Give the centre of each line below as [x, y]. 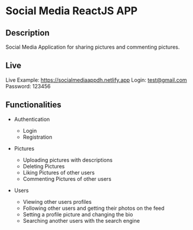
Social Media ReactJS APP [72, 11]
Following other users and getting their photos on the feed [94, 208]
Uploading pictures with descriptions [68, 160]
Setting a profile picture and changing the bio [78, 214]
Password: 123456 [28, 86]
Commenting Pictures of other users [67, 178]
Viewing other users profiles [57, 202]
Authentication [32, 119]
